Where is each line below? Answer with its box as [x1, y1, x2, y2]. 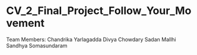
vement [6, 16, 45, 30]
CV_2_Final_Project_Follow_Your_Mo [6, 4, 192, 18]
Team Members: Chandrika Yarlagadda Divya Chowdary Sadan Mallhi [6, 36, 176, 43]
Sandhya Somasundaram [6, 42, 68, 49]
